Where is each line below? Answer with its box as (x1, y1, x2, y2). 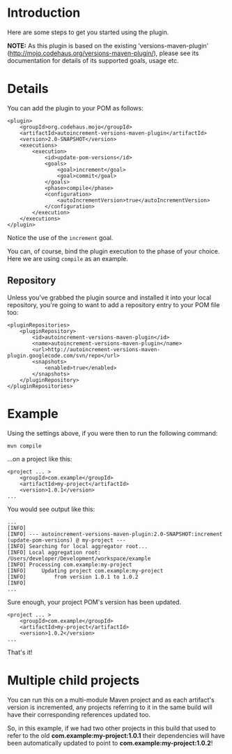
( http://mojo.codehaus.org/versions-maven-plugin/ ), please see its (7, 49, 199, 57)
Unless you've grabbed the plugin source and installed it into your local (7, 293, 211, 302)
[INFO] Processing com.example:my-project (7, 561, 132, 568)
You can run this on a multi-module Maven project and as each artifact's (7, 695, 215, 704)
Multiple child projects (7, 672, 140, 688)
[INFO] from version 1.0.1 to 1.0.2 (7, 573, 139, 580)
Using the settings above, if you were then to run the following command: (7, 429, 218, 437)
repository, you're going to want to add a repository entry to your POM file (7, 300, 220, 309)
